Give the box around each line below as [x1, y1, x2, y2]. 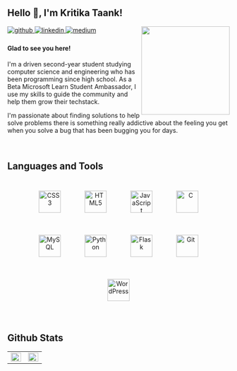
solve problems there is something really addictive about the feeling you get [7, 119, 228, 127]
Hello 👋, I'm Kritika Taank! [7, 7, 123, 19]
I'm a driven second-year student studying [7, 60, 132, 69]
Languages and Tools [7, 160, 104, 172]
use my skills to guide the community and [7, 90, 128, 99]
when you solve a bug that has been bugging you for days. [7, 126, 178, 135]
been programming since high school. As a [7, 75, 132, 83]
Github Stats [7, 332, 63, 344]
